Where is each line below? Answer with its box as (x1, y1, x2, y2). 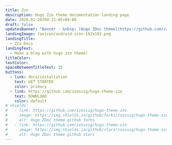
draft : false (5, 22, 33, 27)
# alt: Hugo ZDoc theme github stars (5, 132, 95, 137)
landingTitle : (5, 37, 36, 42)
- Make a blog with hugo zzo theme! (10, 50, 88, 56)
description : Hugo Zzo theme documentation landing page (5, 12, 130, 17)
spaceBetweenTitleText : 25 (5, 65, 63, 70)
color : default (14, 98, 47, 103)
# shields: (5, 103, 29, 108)
